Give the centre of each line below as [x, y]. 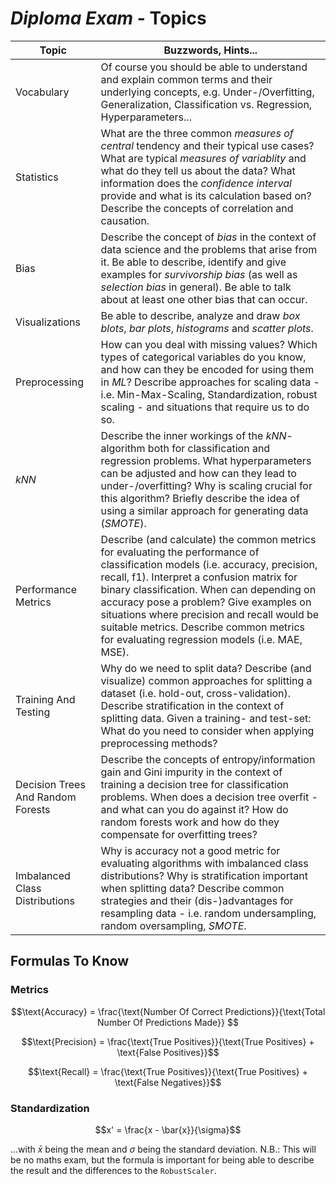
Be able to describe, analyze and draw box [200, 315]
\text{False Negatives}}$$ [168, 1082]
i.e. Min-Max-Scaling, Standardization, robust [209, 394]
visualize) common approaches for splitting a [206, 680]
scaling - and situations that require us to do [205, 407]
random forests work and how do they [190, 822]
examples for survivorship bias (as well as [199, 274]
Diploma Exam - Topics [108, 18]
